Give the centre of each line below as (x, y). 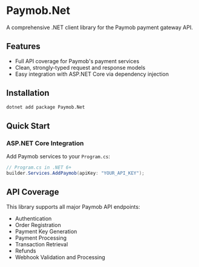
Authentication (33, 218)
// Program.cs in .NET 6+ (39, 167)
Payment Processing (41, 238)
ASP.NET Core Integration (45, 143)
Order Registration (38, 225)
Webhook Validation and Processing (60, 257)
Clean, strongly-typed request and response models (80, 67)
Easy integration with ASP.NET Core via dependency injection (92, 74)
